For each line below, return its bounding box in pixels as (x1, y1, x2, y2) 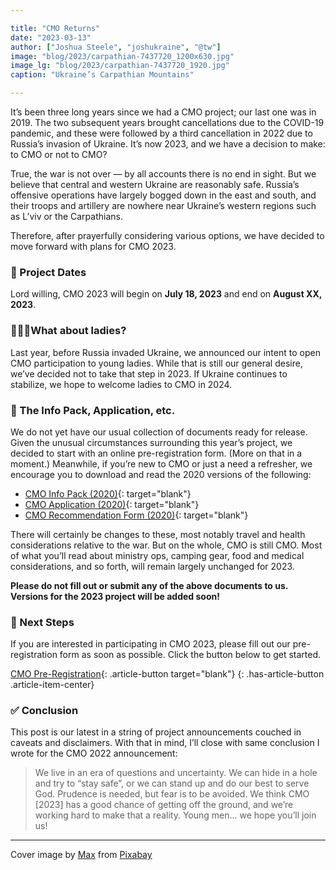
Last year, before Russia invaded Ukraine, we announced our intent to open (10, 346, 321, 358)
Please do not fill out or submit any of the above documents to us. (10, 579, 289, 591)
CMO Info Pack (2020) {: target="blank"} (24, 487, 192, 500)
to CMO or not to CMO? (10, 149, 108, 160)
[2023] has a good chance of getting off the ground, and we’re (34, 799, 294, 811)
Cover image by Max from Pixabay (10, 849, 153, 861)
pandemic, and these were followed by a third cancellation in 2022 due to (10, 127, 313, 139)
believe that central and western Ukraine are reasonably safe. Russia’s (10, 179, 300, 190)
